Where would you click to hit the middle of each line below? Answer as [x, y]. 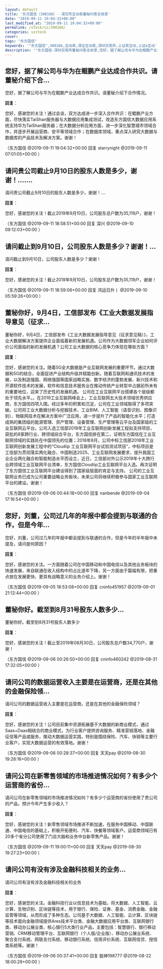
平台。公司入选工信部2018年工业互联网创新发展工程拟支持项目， [90, 428]
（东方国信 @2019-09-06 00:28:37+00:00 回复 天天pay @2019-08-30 [75, 753]
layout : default [21, 9]
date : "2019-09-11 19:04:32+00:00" [41, 18]
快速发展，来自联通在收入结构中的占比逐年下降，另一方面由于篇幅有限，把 [79, 570]
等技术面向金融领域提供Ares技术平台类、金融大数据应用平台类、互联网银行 [80, 921]
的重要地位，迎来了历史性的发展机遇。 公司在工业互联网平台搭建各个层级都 [80, 391]
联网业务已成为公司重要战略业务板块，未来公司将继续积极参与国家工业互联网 [81, 476]
